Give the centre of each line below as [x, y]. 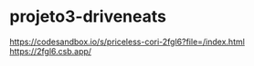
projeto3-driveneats [88, 17]
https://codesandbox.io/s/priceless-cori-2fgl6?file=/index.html [127, 42]
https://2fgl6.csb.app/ [51, 51]
